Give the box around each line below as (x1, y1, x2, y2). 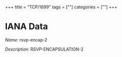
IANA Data (5, 21, 48, 32)
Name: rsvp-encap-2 (5, 37, 48, 43)
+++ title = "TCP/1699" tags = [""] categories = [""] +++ (5, 4, 118, 10)
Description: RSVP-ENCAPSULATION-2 (5, 46, 84, 52)
